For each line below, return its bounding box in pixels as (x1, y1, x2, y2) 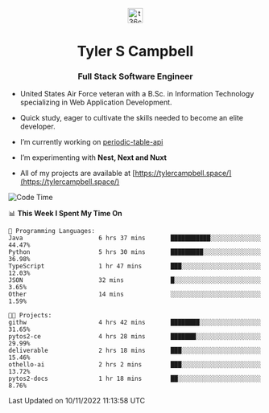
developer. (19, 121, 56, 132)
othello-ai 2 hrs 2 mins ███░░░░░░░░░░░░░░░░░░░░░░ (8, 361, 262, 369)
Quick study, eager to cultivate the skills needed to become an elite (19, 113, 244, 123)
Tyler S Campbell (77, 43, 194, 60)
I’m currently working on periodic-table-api (19, 137, 163, 147)
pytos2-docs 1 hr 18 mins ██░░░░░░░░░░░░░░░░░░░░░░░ (8, 374, 262, 383)
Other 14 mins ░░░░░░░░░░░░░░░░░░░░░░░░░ (8, 290, 262, 299)
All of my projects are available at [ (19, 169, 135, 178)
